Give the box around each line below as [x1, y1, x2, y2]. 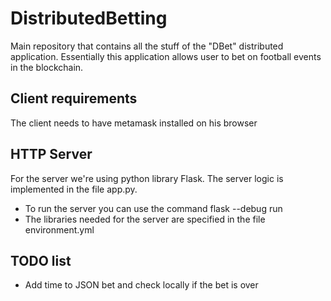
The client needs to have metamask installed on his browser [10, 117, 258, 129]
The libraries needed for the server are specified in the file [24, 213, 266, 225]
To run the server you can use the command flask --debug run [24, 202, 283, 214]
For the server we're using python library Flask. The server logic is [10, 172, 284, 184]
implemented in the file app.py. [10, 183, 138, 195]
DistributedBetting [10, 7, 168, 30]
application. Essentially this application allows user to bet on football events [10, 50, 322, 62]
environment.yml [24, 223, 95, 236]
